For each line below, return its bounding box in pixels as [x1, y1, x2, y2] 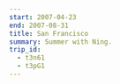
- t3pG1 [17, 62, 46, 71]
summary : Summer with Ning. [9, 37, 113, 46]
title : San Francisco [9, 29, 89, 38]
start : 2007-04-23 [9, 12, 77, 22]
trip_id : [9, 45, 41, 54]
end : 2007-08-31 [9, 21, 69, 30]
